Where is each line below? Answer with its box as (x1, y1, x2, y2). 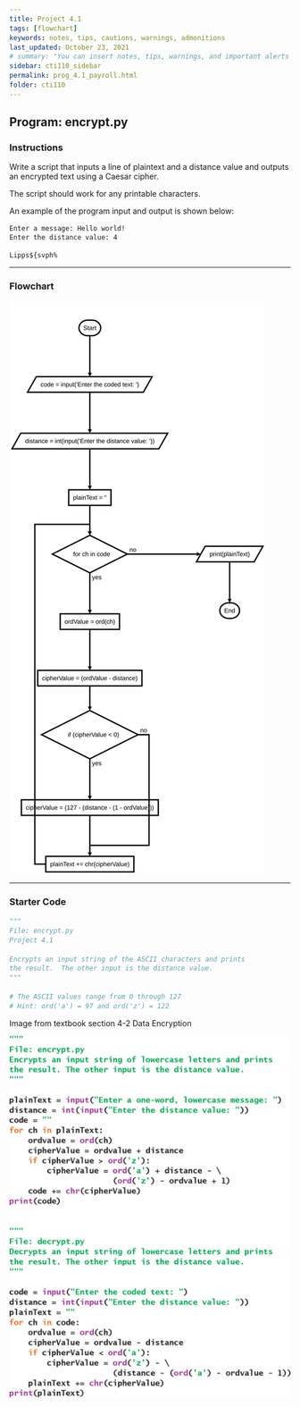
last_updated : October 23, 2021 (9, 43, 129, 52)
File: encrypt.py (9, 926, 74, 935)
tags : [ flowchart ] (9, 23, 78, 33)
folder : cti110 (9, 80, 66, 89)
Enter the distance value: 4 (9, 233, 118, 242)
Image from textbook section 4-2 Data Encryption (9, 1017, 192, 1028)
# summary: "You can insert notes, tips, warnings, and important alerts (9, 52, 290, 62)
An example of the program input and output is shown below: (9, 206, 235, 216)
